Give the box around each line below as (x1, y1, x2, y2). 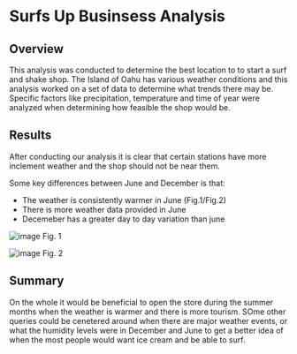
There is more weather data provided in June (21, 204, 187, 215)
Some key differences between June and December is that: (9, 177, 225, 188)
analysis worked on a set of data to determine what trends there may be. (9, 84, 274, 94)
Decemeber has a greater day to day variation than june (21, 214, 225, 224)
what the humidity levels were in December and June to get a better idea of (9, 325, 285, 335)
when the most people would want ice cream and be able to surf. (9, 334, 246, 345)
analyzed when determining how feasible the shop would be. (9, 102, 232, 112)
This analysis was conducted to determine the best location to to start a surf (9, 64, 287, 75)
